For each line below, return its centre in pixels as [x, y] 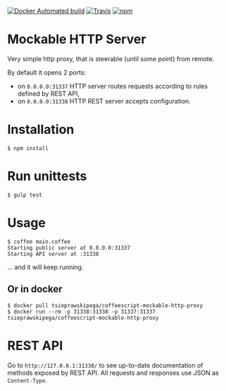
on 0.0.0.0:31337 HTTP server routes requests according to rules [113, 86]
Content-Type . [27, 380]
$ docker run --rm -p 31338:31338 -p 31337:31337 [82, 311]
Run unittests [47, 176]
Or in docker [35, 289]
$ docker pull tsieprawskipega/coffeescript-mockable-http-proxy [105, 305]
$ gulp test [25, 195]
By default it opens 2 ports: [47, 72]
